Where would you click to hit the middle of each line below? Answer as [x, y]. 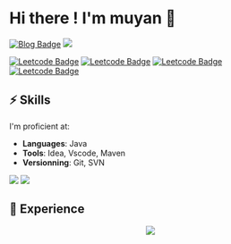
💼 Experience [47, 209]
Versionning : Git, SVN [63, 162]
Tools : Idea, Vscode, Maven [74, 153]
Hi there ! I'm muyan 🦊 [93, 18]
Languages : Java [55, 143]
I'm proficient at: [39, 126]
